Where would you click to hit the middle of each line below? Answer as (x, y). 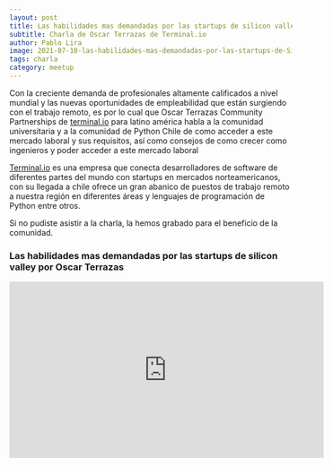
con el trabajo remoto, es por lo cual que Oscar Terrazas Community (136, 112)
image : (22, 51)
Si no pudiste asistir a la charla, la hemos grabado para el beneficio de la (144, 223)
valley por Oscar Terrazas (66, 267)
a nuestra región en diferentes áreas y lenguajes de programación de (137, 196)
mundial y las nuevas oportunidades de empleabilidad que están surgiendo (148, 102)
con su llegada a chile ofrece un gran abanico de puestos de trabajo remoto (149, 186)
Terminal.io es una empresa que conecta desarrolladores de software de (144, 168)
